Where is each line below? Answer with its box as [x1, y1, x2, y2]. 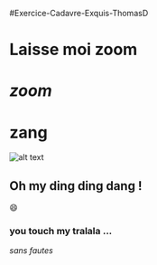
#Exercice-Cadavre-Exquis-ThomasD [9, 8, 149, 18]
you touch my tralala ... [9, 225, 113, 238]
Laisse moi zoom [9, 40, 138, 60]
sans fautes [9, 245, 54, 256]
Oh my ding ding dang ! [9, 178, 143, 194]
